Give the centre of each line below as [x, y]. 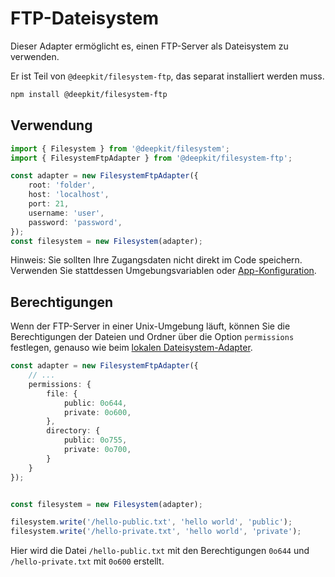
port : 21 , [49, 204]
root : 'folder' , [62, 185]
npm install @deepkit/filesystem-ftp [89, 94]
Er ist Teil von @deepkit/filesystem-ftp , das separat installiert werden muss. [167, 76]
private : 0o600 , [97, 412]
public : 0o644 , [95, 403]
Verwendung [51, 125]
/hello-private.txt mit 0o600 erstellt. [87, 561]
